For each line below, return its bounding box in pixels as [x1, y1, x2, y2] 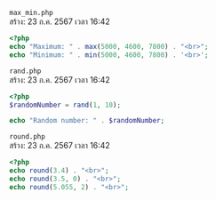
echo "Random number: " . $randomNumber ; [9, 116, 165, 125]
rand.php [9, 67, 42, 76]
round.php [9, 132, 46, 141]
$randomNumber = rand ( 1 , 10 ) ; [9, 100, 122, 109]
